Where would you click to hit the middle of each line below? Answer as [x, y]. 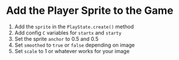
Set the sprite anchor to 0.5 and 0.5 [57, 39]
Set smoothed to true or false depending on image [75, 45]
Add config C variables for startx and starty [68, 32]
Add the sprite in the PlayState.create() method [74, 27]
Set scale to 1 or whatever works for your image [72, 51]
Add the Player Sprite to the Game [90, 11]
